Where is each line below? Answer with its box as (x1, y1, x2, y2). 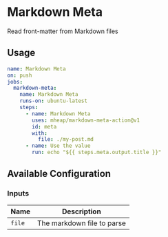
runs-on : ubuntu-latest (19, 97, 88, 104)
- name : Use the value (25, 142, 91, 149)
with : (32, 129, 48, 137)
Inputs (7, 189, 30, 198)
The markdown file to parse (36, 218, 126, 228)
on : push (7, 72, 32, 79)
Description (61, 207, 101, 216)
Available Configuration (7, 168, 112, 180)
